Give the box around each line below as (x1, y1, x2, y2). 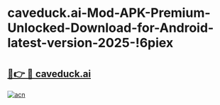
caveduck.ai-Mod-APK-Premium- (7, 5, 211, 21)
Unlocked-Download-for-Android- (7, 20, 214, 36)
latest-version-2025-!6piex (7, 35, 174, 51)
